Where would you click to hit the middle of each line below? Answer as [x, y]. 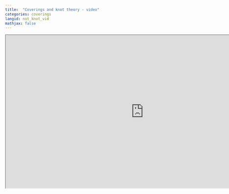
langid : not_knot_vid [27, 19]
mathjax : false [21, 23]
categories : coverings [28, 14]
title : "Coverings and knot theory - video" [52, 10]
